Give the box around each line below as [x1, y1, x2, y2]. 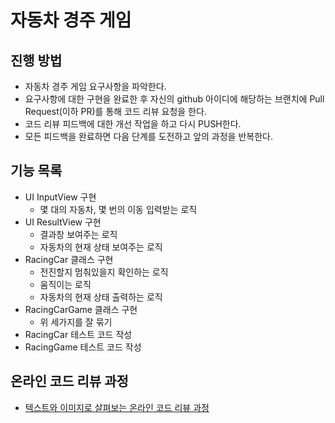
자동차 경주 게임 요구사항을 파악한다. [24, 81, 167, 92]
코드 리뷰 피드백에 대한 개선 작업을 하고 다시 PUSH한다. [24, 118, 242, 130]
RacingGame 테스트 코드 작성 [24, 341, 142, 353]
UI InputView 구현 [24, 191, 97, 203]
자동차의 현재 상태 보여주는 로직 [39, 241, 163, 253]
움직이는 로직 [39, 278, 92, 290]
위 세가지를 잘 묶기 [39, 316, 113, 328]
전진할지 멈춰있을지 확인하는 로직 [39, 266, 169, 278]
